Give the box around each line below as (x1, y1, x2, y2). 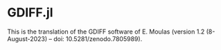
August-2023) (7, 34, 48, 42)
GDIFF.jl (7, 5, 53, 21)
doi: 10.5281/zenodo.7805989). (53, 34, 143, 42)
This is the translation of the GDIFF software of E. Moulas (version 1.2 (7, 27, 205, 36)
